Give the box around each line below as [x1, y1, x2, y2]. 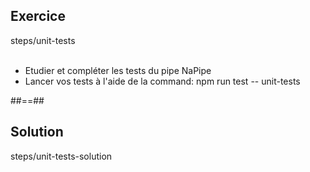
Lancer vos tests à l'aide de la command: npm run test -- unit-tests [24, 75, 301, 87]
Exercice [10, 8, 66, 25]
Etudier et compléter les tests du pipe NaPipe [24, 64, 212, 76]
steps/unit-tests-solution [10, 150, 113, 162]
